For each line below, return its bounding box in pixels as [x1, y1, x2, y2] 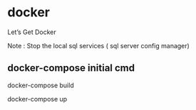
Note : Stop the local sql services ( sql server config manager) [7, 41, 190, 50]
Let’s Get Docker [7, 28, 56, 36]
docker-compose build [7, 81, 74, 89]
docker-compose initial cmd [7, 62, 135, 75]
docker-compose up [7, 94, 68, 103]
